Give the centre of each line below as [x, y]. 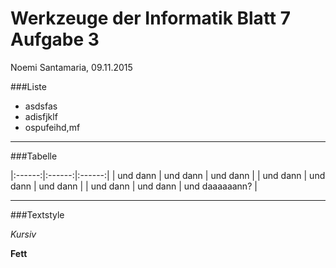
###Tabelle [34, 156]
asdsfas [41, 106]
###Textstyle [37, 214]
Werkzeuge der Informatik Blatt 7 [150, 18]
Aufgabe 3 [55, 39]
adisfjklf [41, 116]
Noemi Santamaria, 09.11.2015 [71, 67]
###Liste [28, 86]
